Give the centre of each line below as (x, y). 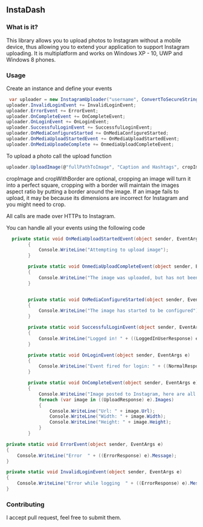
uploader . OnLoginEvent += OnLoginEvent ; (58, 122)
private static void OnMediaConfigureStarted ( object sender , (107, 299)
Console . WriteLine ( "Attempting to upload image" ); (104, 250)
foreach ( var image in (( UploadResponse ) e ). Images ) (106, 399)
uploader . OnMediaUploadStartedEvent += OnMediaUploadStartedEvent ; (93, 139)
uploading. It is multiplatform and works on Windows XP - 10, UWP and (95, 53)
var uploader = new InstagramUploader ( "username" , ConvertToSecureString (104, 99)
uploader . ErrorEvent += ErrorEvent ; (52, 111)
